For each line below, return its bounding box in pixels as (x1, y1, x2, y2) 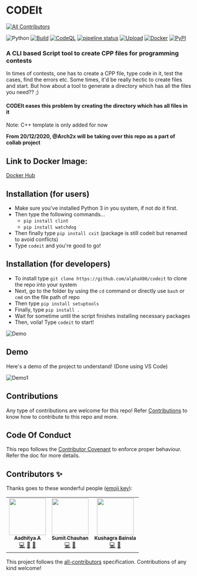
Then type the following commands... (14, 211, 105, 218)
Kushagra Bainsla (94, 535, 136, 542)
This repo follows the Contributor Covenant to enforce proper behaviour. (6, 446, 182, 453)
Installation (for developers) (6, 259, 111, 269)
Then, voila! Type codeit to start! (14, 319, 94, 326)
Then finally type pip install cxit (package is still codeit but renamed (14, 230, 188, 237)
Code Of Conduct (6, 430, 72, 440)
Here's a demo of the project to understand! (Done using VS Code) (6, 363, 168, 370)
